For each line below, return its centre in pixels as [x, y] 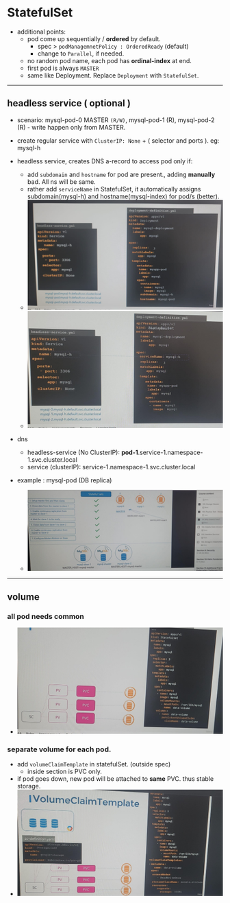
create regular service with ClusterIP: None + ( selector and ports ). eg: [118, 140]
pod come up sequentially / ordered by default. [94, 38]
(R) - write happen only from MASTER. [71, 127]
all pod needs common [46, 616]
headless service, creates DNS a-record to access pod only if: [105, 161]
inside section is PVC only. [65, 772]
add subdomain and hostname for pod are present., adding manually [121, 174]
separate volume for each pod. [59, 749]
